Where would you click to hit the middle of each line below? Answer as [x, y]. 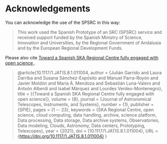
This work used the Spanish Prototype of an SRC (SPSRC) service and [89, 32]
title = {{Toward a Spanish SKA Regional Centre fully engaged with [86, 94]
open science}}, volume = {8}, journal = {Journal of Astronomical [84, 99]
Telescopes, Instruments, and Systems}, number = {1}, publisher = [85, 104]
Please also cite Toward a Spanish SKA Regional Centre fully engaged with [82, 57]
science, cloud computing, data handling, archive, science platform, [87, 115]
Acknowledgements [48, 9]
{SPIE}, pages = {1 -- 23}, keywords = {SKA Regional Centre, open [85, 110]
